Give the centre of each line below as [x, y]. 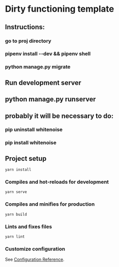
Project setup [26, 159]
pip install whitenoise [31, 143]
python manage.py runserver [51, 99]
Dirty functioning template [59, 9]
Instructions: [25, 27]
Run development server [43, 83]
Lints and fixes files [29, 227]
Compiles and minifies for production [50, 204]
